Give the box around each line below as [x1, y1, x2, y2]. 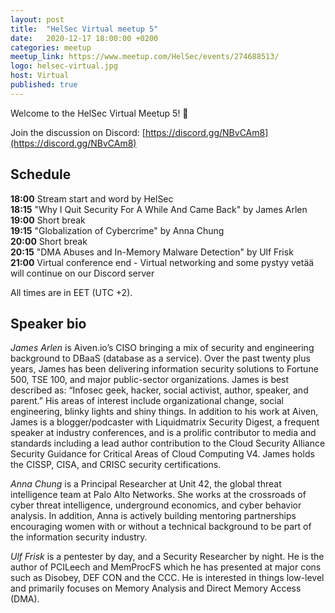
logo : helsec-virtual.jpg [10, 61, 118, 71]
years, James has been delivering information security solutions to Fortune [10, 363, 319, 375]
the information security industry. [10, 531, 148, 543]
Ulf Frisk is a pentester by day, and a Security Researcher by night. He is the [10, 551, 325, 563]
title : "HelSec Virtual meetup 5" [10, 24, 159, 34]
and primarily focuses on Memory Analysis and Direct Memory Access [10, 582, 302, 595]
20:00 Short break [10, 235, 88, 247]
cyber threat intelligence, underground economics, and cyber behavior [10, 499, 302, 511]
